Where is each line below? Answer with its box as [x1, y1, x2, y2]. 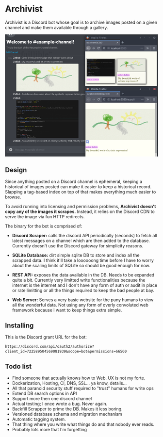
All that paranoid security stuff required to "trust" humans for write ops [12, 385, 154, 391]
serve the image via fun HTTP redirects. [5, 214, 85, 220]
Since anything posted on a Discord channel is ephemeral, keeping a [5, 178, 142, 185]
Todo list [5, 362, 32, 371]
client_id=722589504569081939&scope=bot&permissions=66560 [5, 349, 127, 354]
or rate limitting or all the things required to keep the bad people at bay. [12, 288, 154, 293]
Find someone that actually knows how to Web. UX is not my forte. [12, 375, 146, 381]
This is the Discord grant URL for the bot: [5, 334, 87, 340]
